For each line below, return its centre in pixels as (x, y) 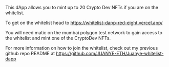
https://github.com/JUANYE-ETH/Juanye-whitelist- (110, 53)
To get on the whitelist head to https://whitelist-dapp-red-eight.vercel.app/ (84, 23)
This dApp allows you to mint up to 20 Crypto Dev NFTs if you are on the (82, 7)
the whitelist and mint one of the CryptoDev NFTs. (58, 38)
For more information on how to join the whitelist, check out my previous (82, 48)
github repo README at (30, 53)
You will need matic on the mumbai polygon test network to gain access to (84, 32)
